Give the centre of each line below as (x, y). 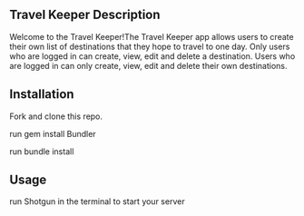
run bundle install (42, 151)
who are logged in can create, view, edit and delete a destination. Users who (152, 56)
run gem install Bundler (53, 133)
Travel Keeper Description (85, 15)
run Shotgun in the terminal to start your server (97, 201)
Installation (42, 94)
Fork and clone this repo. (56, 116)
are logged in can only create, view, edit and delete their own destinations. (148, 65)
